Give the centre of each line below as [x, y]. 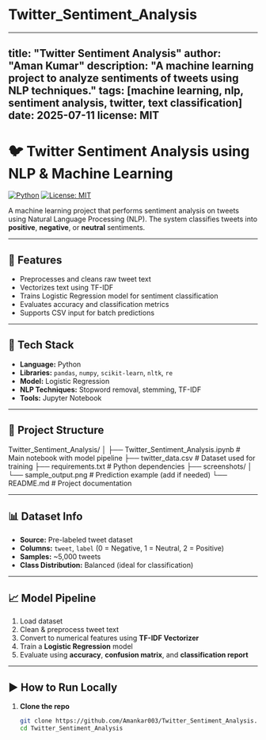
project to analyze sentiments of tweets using [123, 78]
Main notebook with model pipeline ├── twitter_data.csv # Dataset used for [132, 458]
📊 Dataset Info [46, 517]
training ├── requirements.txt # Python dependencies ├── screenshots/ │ [130, 466]
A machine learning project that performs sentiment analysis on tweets [124, 211]
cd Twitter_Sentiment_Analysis [71, 728]
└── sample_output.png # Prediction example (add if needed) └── [118, 474]
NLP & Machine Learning [91, 173]
